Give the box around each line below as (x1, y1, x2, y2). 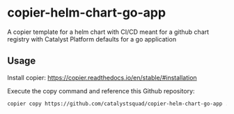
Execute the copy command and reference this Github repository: (7, 86, 195, 95)
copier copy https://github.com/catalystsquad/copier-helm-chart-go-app (7, 100, 223, 107)
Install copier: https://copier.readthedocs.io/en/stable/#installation (7, 73, 197, 82)
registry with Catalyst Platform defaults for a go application (7, 35, 176, 43)
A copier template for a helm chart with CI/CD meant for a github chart (7, 28, 210, 36)
